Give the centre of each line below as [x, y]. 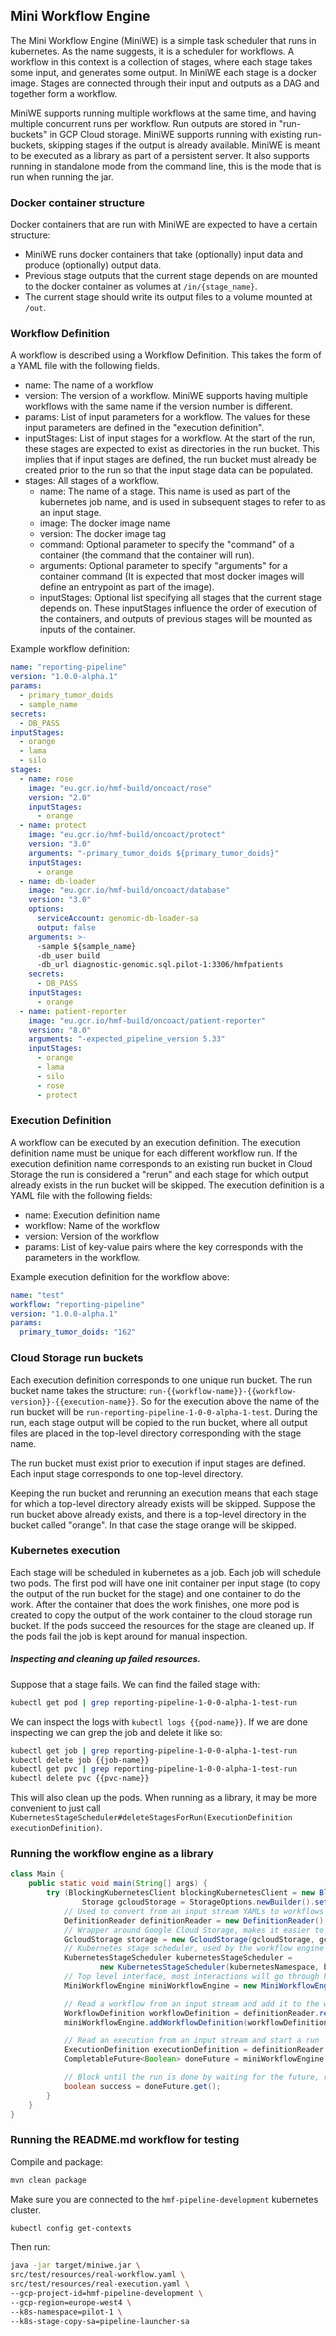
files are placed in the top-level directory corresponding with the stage [156, 1433]
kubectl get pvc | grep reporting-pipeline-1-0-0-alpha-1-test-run [154, 1769]
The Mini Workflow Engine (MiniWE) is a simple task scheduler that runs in [163, 40]
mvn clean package [48, 2180]
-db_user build [68, 955]
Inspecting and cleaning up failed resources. [106, 1659]
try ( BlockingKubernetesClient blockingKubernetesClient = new [180, 1893]
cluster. [26, 2210]
